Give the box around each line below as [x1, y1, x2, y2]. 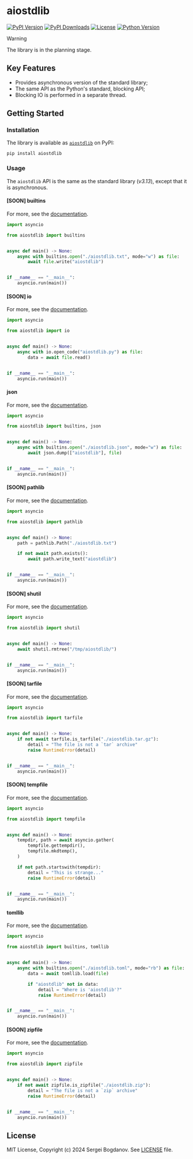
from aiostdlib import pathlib [6, 518, 83, 525]
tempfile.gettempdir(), [27, 843, 85, 849]
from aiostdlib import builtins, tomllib [6, 944, 109, 950]
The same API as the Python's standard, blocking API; [15, 85, 146, 92]
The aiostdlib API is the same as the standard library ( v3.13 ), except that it [6, 177, 187, 184]
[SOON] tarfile [6, 680, 43, 687]
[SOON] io [6, 292, 32, 300]
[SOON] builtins [6, 197, 46, 204]
